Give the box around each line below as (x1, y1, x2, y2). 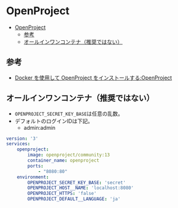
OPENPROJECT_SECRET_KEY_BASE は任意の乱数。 (14, 110, 123, 117)
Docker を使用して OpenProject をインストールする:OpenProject (14, 74, 172, 81)
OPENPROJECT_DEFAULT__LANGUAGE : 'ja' (27, 196, 120, 202)
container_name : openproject (27, 158, 100, 164)
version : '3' (6, 135, 39, 142)
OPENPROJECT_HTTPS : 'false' (27, 191, 97, 197)
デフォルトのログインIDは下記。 (14, 117, 93, 124)
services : (6, 141, 31, 147)
